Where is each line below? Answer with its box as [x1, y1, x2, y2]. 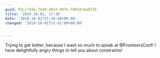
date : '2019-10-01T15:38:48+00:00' [5, 16, 77, 21]
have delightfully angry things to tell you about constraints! [5, 47, 123, 53]
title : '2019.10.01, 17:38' [5, 12, 62, 16]
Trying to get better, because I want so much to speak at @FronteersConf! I [5, 42, 157, 48]
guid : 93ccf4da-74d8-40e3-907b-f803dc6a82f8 [5, 7, 97, 12]
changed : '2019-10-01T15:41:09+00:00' [5, 20, 84, 26]
